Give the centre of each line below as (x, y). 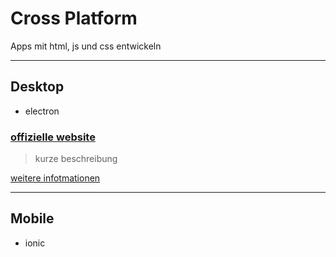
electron (42, 111)
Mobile (32, 218)
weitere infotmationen (55, 178)
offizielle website (53, 137)
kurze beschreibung (76, 159)
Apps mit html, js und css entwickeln (86, 46)
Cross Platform (74, 18)
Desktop (37, 87)
